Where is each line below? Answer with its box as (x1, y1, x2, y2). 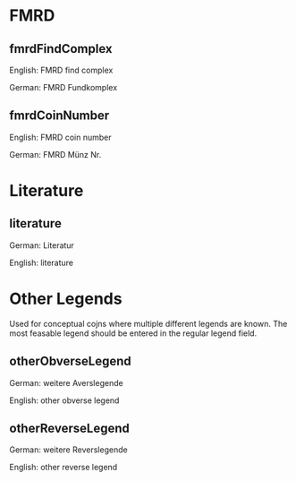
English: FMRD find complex (9, 64, 114, 75)
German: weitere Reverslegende (9, 444, 128, 455)
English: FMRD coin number (9, 132, 112, 142)
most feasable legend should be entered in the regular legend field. (9, 328, 258, 339)
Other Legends (9, 288, 123, 309)
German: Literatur (9, 239, 74, 251)
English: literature (9, 257, 74, 268)
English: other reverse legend (9, 462, 118, 473)
